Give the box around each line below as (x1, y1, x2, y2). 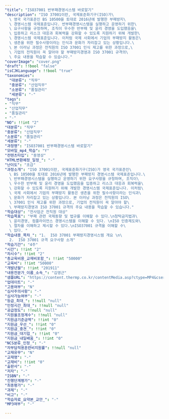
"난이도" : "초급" (5, 162, 36, 167)
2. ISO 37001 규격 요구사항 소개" (9, 237, 76, 242)
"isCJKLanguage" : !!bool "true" (5, 69, 73, 74)
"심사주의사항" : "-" (5, 289, 41, 294)
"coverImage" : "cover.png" (5, 59, 62, 64)
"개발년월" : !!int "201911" (5, 266, 60, 271)
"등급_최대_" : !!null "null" (5, 298, 62, 303)
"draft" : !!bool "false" (5, 64, 57, 69)
